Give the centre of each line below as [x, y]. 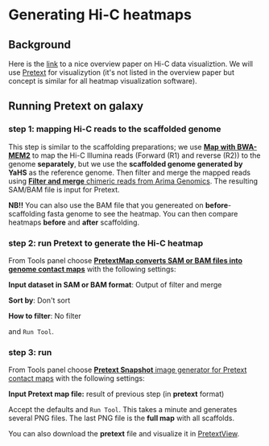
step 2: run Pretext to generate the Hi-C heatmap [106, 243]
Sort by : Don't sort [39, 300]
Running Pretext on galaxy [76, 106]
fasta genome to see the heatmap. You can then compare [143, 213]
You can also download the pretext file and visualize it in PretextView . [124, 434]
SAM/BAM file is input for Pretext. [64, 189]
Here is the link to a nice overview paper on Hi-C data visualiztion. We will [131, 64]
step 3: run [30, 352]
